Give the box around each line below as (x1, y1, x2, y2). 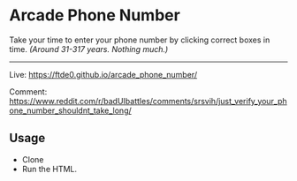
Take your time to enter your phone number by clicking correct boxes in (9, 34, 270, 45)
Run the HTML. (21, 163, 78, 174)
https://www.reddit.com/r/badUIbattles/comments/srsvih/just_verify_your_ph (9, 95, 287, 106)
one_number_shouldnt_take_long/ (9, 105, 133, 116)
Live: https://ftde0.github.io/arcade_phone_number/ (9, 69, 197, 79)
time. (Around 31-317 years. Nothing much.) (9, 43, 169, 54)
